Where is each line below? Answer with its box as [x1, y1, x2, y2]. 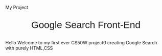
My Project [5, 5, 29, 10]
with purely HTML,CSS [5, 45, 53, 51]
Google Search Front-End [31, 19, 141, 30]
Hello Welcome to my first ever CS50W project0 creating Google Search [5, 40, 157, 45]
